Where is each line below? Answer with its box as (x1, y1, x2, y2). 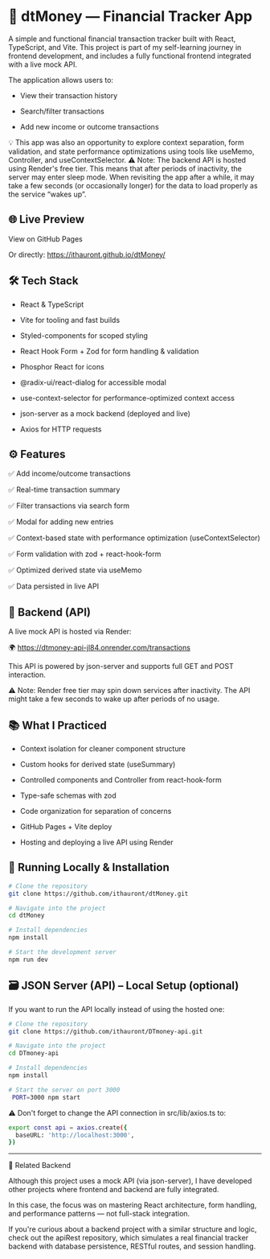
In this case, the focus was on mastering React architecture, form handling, (8, 1200, 257, 1210)
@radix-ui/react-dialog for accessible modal (19, 378, 167, 387)
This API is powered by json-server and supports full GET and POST (8, 662, 235, 671)
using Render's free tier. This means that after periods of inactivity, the (8, 163, 243, 173)
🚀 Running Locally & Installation (8, 861, 170, 874)
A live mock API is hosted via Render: (8, 627, 132, 637)
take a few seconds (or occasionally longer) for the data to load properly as (8, 180, 259, 190)
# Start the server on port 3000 (8, 1086, 121, 1094)
